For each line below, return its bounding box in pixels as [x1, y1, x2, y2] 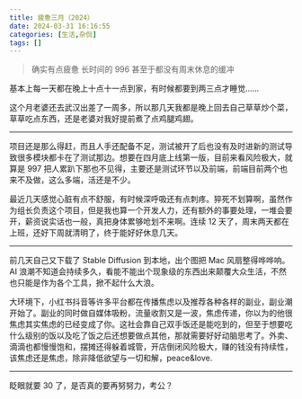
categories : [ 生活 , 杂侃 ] [9, 30, 97, 39]
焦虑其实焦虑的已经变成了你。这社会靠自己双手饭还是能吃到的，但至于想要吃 [9, 319, 293, 330]
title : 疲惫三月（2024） [9, 13, 94, 22]
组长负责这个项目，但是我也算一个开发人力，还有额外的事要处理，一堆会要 [16, 205, 293, 216]
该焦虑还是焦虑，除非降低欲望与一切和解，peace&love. [9, 352, 213, 364]
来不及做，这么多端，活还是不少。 [9, 174, 136, 185]
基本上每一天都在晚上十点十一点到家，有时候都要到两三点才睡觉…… [9, 83, 260, 94]
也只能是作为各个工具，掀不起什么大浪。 [9, 278, 159, 288]
